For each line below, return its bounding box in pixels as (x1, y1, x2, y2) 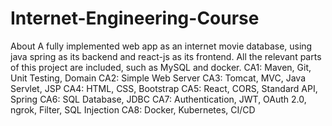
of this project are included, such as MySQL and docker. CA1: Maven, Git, (10, 61, 312, 73)
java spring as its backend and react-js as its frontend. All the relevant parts (10, 50, 322, 62)
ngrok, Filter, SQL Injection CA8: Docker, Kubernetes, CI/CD (10, 103, 256, 116)
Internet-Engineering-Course (10, 7, 260, 30)
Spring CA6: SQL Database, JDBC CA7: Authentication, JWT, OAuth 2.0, (10, 93, 307, 105)
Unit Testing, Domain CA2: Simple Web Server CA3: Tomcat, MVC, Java (10, 72, 307, 84)
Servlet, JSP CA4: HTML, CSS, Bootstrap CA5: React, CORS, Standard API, (10, 82, 318, 94)
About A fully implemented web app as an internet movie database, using (10, 40, 313, 52)
